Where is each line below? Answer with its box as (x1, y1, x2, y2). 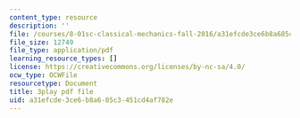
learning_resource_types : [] (9, 54, 118, 63)
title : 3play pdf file (9, 87, 94, 96)
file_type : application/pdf (9, 46, 114, 55)
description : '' (9, 21, 70, 30)
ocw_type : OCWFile (9, 71, 78, 80)
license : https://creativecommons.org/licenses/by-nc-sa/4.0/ (9, 63, 246, 72)
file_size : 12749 (9, 37, 74, 47)
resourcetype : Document (9, 79, 98, 88)
